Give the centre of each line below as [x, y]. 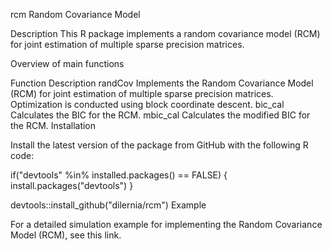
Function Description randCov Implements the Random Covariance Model [162, 83]
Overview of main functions [67, 63]
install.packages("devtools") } [72, 185]
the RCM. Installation [53, 125]
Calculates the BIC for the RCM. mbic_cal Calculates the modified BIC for [160, 115]
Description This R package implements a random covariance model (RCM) [165, 33]
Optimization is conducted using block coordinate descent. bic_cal [147, 104]
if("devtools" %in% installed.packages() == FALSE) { [119, 175]
